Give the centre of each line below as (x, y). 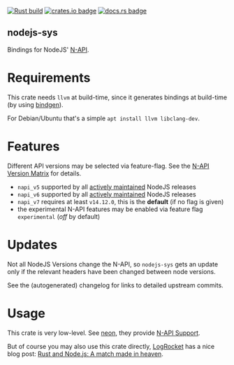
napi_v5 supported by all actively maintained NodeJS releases (107, 187)
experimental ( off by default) (59, 216)
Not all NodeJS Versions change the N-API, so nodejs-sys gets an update (113, 264)
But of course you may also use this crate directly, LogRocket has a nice (111, 346)
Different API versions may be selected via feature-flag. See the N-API (108, 166)
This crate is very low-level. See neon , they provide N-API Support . (104, 333)
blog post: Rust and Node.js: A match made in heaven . (86, 354)
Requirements (49, 78)
